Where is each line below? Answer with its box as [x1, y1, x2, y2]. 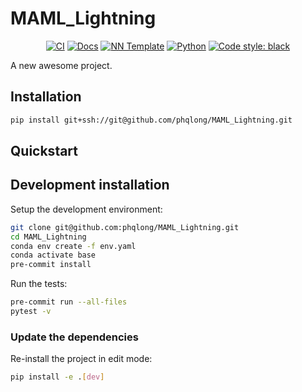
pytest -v [10, 307, 52, 317]
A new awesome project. [10, 59, 113, 71]
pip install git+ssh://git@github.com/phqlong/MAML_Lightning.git [10, 115, 293, 125]
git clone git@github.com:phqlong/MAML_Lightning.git [10, 222, 240, 232]
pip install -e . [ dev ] [10, 372, 105, 382]
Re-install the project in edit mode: [10, 353, 153, 365]
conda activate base [10, 250, 97, 261]
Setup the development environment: [10, 203, 163, 215]
